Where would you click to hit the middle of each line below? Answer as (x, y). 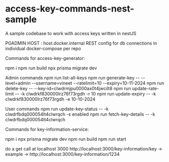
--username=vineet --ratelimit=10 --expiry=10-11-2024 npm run (98, 83)
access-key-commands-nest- (70, 9)
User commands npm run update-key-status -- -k (57, 109)
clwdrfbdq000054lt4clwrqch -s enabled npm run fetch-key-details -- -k (80, 114)
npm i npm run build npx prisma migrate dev (51, 68)
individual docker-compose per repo (43, 48)
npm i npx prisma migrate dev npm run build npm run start (66, 139)
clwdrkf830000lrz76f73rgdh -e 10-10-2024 (50, 99)
